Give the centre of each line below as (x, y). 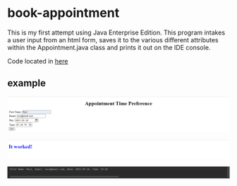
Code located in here (38, 61)
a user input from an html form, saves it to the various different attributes (113, 39)
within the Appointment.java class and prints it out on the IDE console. (109, 47)
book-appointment (63, 13)
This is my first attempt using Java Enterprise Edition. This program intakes (116, 32)
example (27, 83)
